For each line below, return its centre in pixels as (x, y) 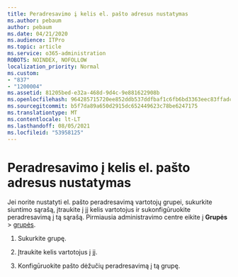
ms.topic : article (34, 47)
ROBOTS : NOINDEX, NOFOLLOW (47, 60)
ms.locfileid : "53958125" (45, 132)
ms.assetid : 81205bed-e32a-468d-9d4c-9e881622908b (84, 93)
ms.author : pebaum (34, 21)
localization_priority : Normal (53, 67)
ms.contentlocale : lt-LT (44, 119)
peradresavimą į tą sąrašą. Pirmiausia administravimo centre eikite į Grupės (118, 217)
